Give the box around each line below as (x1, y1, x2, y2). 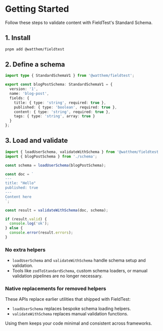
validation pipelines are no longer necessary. (12, 273, 103, 279)
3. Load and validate (5, 136, 68, 145)
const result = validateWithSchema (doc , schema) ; (5, 208, 109, 213)
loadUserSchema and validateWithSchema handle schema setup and (12, 258, 146, 264)
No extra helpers (5, 246, 46, 253)
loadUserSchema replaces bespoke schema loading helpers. (12, 306, 131, 311)
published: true (5, 185, 38, 190)
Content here (5, 194, 32, 199)
